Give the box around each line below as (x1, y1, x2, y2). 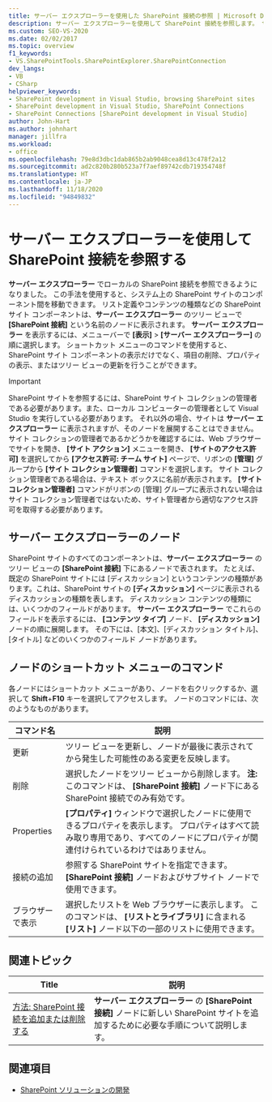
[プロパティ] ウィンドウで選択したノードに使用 (65, 808, 244, 819)
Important (8, 376, 41, 386)
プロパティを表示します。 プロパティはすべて (81, 820, 252, 831)
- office (8, 148, 38, 156)
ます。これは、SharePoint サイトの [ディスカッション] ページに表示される (15, 584, 261, 594)
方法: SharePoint (12, 1001, 75, 1012)
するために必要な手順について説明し (102, 1019, 240, 1031)
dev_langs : (8, 65, 45, 73)
